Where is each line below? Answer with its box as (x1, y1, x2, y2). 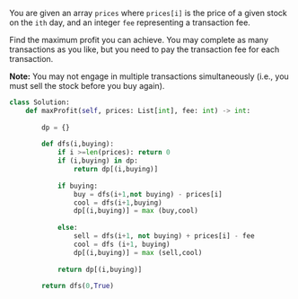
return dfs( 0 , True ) (41, 282, 115, 291)
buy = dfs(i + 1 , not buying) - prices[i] (73, 189, 223, 198)
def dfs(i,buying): (41, 139, 115, 149)
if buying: (57, 181, 99, 190)
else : (57, 224, 78, 233)
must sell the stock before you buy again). (9, 81, 165, 91)
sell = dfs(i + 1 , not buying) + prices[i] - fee (73, 232, 255, 241)
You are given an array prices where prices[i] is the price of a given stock (9, 8, 287, 18)
